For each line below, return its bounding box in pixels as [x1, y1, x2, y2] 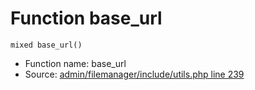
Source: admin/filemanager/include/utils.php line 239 [24, 68, 245, 80]
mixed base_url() [10, 40, 83, 50]
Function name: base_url [24, 57, 127, 69]
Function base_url [10, 7, 163, 30]
